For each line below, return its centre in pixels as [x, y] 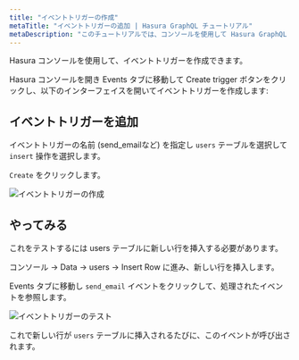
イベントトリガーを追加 [74, 121]
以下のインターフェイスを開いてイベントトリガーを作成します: [154, 91]
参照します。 [48, 297]
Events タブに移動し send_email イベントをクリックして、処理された [135, 286]
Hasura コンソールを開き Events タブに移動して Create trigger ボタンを [140, 80]
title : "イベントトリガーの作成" [64, 17]
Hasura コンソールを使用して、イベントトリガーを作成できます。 [129, 61]
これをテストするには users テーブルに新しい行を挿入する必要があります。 [146, 248]
